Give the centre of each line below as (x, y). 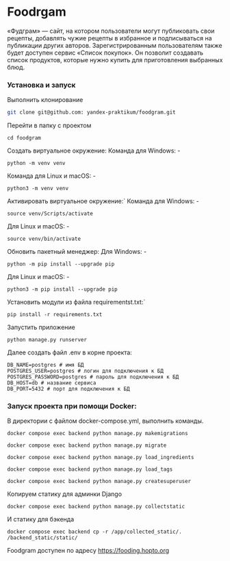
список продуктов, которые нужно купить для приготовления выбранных (115, 60)
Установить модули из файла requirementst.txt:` (76, 302)
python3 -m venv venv (38, 189)
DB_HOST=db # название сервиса (52, 383)
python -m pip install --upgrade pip (61, 264)
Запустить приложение (41, 327)
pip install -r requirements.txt (55, 315)
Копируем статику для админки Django (64, 494)
